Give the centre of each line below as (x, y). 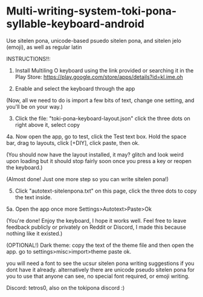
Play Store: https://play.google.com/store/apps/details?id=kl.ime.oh (99, 77)
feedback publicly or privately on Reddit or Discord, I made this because (96, 227)
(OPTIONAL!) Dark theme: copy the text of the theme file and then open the (100, 245)
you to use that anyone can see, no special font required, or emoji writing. (98, 276)
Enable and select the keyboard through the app (75, 88)
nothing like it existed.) (34, 233)
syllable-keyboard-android (76, 24)
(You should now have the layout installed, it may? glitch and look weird (95, 155)
